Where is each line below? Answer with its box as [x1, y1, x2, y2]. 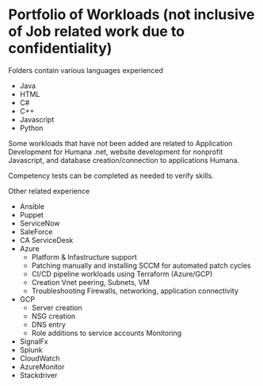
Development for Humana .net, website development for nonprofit [8, 147, 223, 156]
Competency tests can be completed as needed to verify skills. [8, 171, 214, 180]
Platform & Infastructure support [31, 252, 137, 261]
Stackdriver [19, 370, 58, 380]
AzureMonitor [19, 361, 65, 371]
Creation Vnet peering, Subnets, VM [31, 277, 151, 287]
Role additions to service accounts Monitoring [31, 328, 182, 338]
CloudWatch [19, 353, 61, 363]
